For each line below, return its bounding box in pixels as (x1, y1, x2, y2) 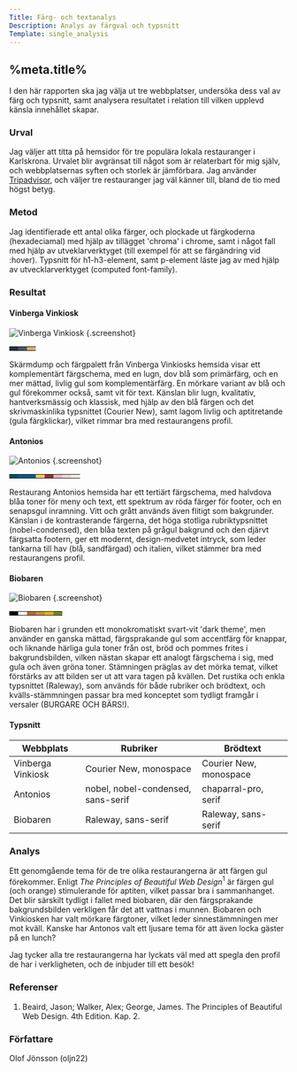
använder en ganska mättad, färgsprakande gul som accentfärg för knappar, (9, 633, 287, 644)
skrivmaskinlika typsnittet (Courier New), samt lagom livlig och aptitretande (9, 406, 283, 417)
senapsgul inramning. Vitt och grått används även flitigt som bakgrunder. (9, 506, 274, 517)
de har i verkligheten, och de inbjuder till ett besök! (9, 959, 194, 969)
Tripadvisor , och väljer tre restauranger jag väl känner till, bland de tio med (9, 174, 281, 186)
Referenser (9, 981, 58, 993)
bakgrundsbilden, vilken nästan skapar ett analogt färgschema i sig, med (9, 652, 274, 663)
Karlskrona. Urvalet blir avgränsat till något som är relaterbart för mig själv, (9, 156, 281, 166)
